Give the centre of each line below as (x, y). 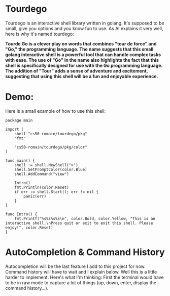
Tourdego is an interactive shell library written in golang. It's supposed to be (85, 23)
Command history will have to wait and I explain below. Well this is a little (81, 272)
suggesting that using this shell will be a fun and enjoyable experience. (82, 76)
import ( (14, 129)
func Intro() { (21, 214)
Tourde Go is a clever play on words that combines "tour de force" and (81, 43)
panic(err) (35, 196)
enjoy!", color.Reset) (29, 228)
